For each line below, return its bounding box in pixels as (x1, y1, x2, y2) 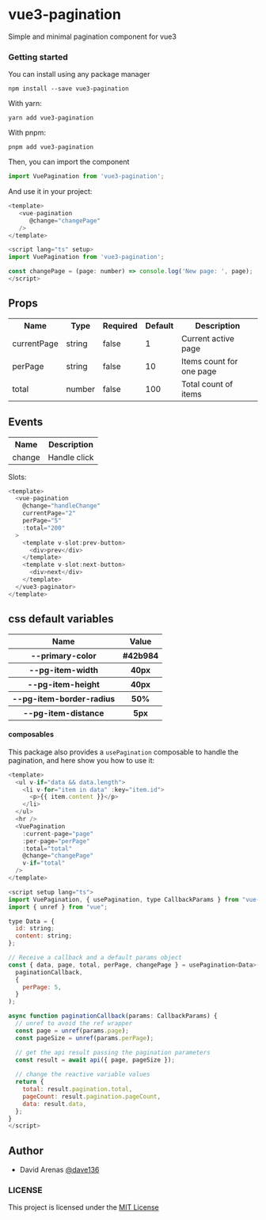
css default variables (8, 612, 114, 626)
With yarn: (8, 99, 42, 108)
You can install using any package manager (8, 70, 150, 79)
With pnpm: (8, 128, 46, 138)
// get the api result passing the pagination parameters (15, 1048, 211, 1056)
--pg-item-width (28, 664, 99, 675)
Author (8, 1144, 44, 1157)
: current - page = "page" (22, 830, 93, 838)
